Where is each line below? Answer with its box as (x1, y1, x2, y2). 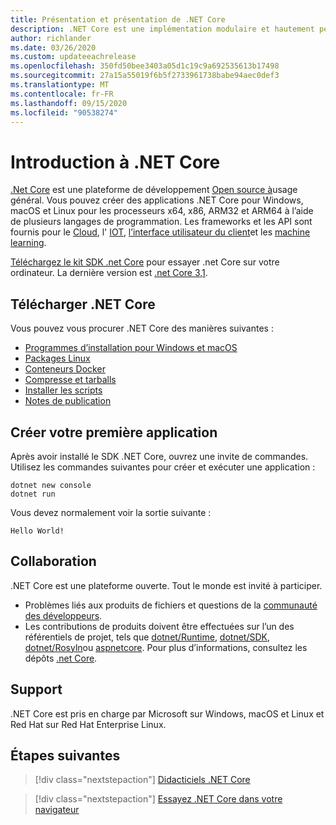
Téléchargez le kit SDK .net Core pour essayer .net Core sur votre (10, 256, 280, 268)
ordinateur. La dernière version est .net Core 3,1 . (10, 267, 208, 279)
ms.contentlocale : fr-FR (10, 89, 114, 99)
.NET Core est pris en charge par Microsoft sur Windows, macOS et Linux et (10, 707, 325, 720)
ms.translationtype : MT (10, 80, 110, 90)
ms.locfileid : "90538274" (10, 107, 118, 118)
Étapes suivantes (10, 747, 121, 764)
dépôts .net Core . (24, 652, 98, 664)
